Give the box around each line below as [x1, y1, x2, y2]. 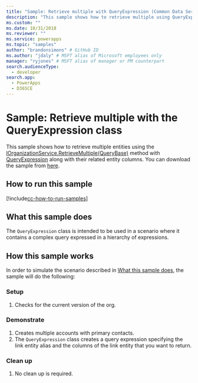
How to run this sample [6, 179, 93, 189]
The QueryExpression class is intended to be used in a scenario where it [6, 228, 180, 235]
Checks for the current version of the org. [14, 301, 116, 308]
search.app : [6, 74, 35, 80]
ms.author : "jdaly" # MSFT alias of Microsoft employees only [6, 53, 162, 59]
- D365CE [11, 86, 33, 92]
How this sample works [6, 251, 94, 261]
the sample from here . [6, 162, 60, 169]
